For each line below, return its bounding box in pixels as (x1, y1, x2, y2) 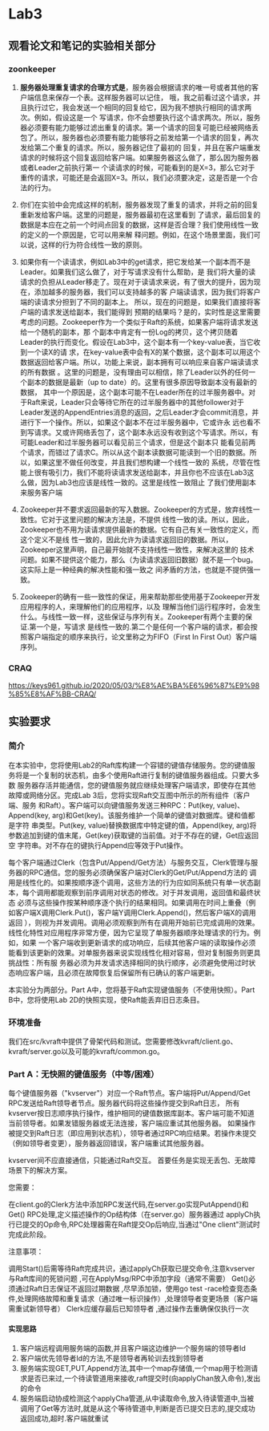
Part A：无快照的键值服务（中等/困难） (8, 1068, 159, 1080)
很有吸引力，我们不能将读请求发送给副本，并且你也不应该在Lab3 (34, 467, 247, 477)
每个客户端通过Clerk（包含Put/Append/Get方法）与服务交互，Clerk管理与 (8, 857, 251, 867)
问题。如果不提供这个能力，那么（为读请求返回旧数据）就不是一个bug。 (19, 554, 258, 564)
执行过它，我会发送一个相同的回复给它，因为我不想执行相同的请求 (26, 102, 245, 112)
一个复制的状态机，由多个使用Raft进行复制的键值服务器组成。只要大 (29, 770, 254, 780)
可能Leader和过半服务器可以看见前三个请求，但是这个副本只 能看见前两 (19, 437, 256, 447)
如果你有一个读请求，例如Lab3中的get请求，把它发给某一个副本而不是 (19, 257, 251, 266)
